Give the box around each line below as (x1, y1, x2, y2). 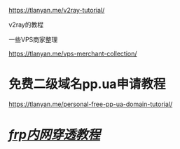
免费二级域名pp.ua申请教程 (8, 77, 166, 92)
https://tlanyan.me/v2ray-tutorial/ (8, 6, 105, 14)
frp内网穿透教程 (8, 127, 101, 143)
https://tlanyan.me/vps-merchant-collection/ (8, 49, 137, 58)
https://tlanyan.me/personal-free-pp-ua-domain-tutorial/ (8, 100, 173, 108)
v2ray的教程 (8, 20, 44, 29)
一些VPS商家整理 (8, 35, 58, 44)
